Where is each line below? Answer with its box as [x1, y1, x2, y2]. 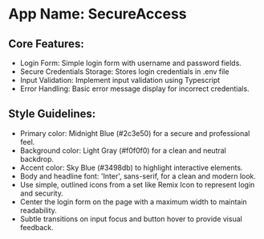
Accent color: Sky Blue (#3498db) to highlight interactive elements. [19, 163, 243, 172]
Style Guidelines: [8, 107, 96, 121]
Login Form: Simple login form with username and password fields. [19, 58, 242, 68]
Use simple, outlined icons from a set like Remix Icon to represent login [19, 179, 255, 189]
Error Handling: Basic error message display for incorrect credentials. [19, 84, 250, 93]
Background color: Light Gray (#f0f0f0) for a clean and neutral [19, 146, 226, 155]
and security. [19, 188, 64, 198]
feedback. [19, 222, 54, 232]
